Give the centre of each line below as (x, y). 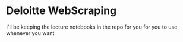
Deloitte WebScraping (61, 11)
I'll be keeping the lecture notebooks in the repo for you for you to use (92, 27)
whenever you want (30, 33)
